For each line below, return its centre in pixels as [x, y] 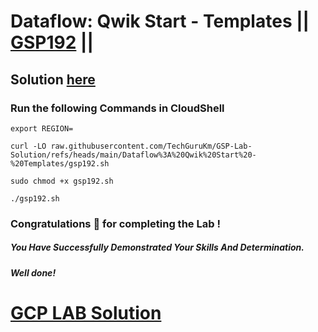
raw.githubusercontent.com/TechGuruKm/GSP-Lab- [151, 146]
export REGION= [42, 128]
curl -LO [28, 146]
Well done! [33, 272]
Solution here [53, 79]
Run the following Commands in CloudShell [117, 108]
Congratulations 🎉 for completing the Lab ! [115, 223]
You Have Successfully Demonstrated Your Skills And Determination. [157, 247]
